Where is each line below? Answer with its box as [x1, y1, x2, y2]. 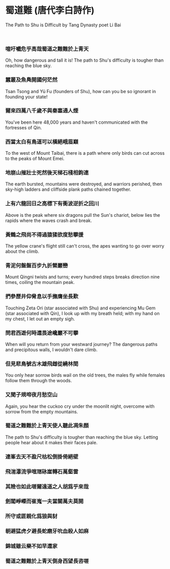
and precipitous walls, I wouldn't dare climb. [5, 347, 98, 353]
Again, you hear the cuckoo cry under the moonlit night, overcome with [5, 403, 155, 409]
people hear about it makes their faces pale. [5, 439, 98, 445]
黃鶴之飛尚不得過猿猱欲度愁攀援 [5, 231, 84, 238]
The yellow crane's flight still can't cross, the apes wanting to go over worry [5, 243, 164, 249]
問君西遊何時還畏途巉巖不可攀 [5, 329, 79, 336]
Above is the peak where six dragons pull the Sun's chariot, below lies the [5, 212, 160, 218]
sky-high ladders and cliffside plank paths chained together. [5, 186, 131, 192]
